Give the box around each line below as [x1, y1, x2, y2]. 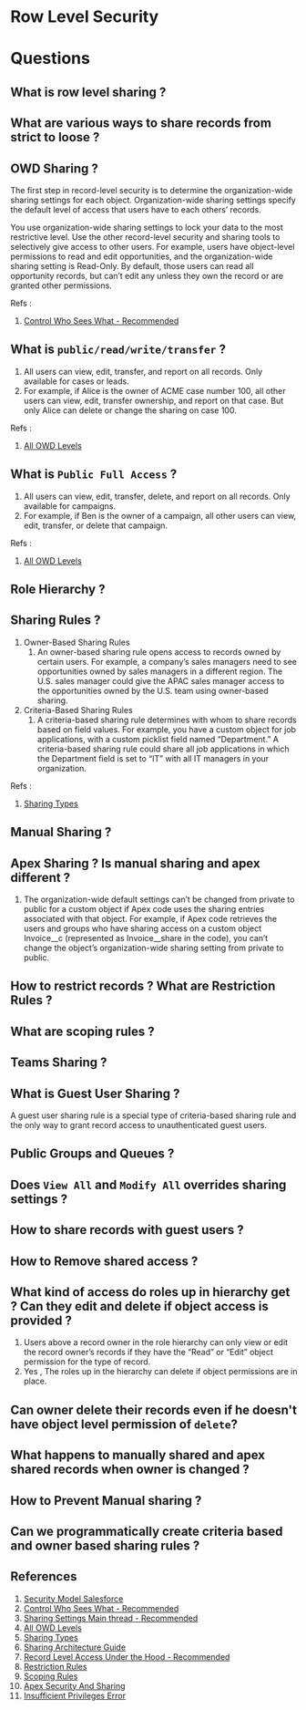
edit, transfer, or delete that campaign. [23, 520, 168, 531]
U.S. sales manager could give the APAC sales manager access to [36, 675, 285, 686]
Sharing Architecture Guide [23, 1642, 127, 1653]
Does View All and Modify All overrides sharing [10, 1176, 287, 1192]
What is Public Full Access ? [10, 467, 178, 482]
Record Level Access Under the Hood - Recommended [23, 1651, 230, 1662]
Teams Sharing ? [10, 1055, 107, 1071]
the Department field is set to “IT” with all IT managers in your [36, 752, 270, 763]
